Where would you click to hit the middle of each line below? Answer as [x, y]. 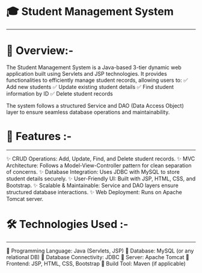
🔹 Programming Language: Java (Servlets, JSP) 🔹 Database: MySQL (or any [100, 251]
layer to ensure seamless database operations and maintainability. [88, 112]
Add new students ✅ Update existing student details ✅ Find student [90, 87]
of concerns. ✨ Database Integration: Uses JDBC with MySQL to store [93, 171]
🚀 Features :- [39, 136]
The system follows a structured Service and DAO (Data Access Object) [95, 105]
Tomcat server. [25, 198]
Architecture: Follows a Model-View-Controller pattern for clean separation [99, 165]
